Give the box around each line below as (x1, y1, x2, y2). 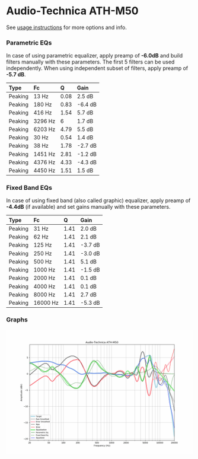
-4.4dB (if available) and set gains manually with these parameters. (6, 203, 171, 211)
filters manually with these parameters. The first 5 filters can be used (6, 58, 175, 66)
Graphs (6, 315, 28, 324)
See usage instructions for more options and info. (6, 24, 127, 31)
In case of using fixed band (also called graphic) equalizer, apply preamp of (6, 197, 191, 204)
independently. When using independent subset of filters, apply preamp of (6, 65, 189, 72)
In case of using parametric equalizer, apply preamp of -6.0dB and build (6, 52, 183, 59)
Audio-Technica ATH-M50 (6, 4, 139, 18)
